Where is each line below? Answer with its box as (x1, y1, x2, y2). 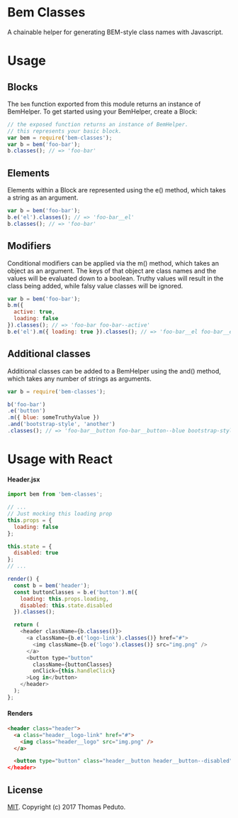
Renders (7, 709, 33, 718)
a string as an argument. (7, 193, 79, 202)
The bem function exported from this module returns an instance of (7, 99, 201, 108)
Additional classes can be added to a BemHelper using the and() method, (7, 366, 222, 375)
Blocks (7, 81, 38, 93)
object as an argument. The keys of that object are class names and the (7, 266, 217, 275)
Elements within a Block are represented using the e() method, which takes (7, 186, 227, 195)
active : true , (13, 308, 55, 316)
